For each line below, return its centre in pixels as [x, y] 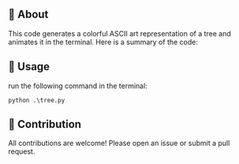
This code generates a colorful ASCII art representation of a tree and [119, 33]
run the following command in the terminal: [78, 86]
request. [22, 151]
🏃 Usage [29, 67]
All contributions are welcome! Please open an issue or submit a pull [119, 143]
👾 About [28, 15]
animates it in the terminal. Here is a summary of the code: [103, 42]
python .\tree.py [37, 100]
